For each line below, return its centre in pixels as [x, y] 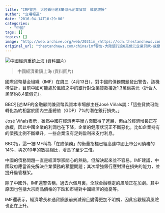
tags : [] [14, 32]
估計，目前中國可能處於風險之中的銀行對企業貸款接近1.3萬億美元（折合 [81, 88]
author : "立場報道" [24, 14]
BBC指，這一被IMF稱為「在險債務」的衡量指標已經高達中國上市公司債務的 [80, 143]
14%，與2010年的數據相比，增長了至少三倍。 [51, 150]
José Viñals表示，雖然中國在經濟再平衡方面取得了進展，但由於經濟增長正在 [81, 121]
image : [12, 42]
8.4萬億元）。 [31, 94]
